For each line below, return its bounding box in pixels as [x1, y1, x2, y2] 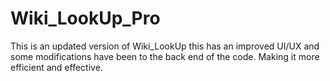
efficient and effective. [10, 61, 103, 73]
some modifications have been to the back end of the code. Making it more [10, 50, 320, 62]
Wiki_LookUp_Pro [10, 7, 161, 30]
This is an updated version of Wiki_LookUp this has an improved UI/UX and [10, 40, 320, 52]
